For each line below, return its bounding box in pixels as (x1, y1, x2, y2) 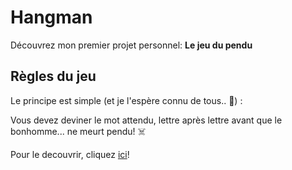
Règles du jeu (10, 68, 97, 85)
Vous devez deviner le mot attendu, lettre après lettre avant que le (10, 114, 283, 126)
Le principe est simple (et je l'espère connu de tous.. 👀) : (10, 94, 243, 106)
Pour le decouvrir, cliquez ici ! (10, 148, 130, 160)
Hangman (10, 6, 93, 29)
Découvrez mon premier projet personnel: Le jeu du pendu (10, 39, 253, 51)
